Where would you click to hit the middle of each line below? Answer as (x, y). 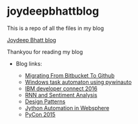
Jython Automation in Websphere (67, 108)
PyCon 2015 (40, 114)
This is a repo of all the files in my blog (56, 28)
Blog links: (29, 64)
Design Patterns (45, 101)
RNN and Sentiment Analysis (61, 95)
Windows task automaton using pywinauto (78, 82)
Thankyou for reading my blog (45, 52)
